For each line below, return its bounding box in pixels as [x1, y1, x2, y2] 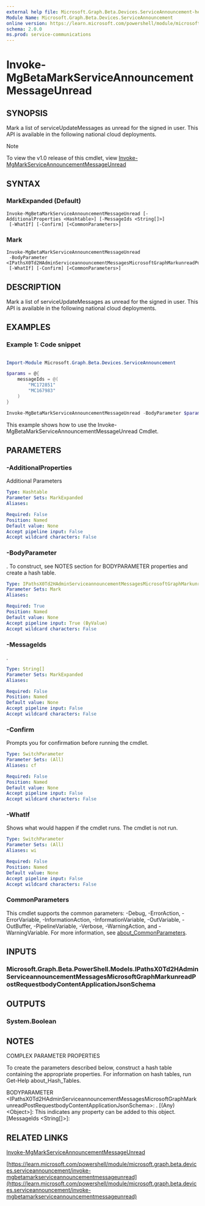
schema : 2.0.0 [6, 26, 43, 32]
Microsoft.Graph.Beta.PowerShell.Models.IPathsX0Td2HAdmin [6, 965, 199, 974]
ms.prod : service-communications [6, 32, 92, 38]
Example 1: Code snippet [6, 340, 81, 349]
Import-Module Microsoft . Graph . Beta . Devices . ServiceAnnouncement [6, 359, 176, 366]
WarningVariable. [6, 928, 50, 936]
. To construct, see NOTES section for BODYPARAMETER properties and [6, 562, 188, 570]
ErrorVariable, [6, 916, 41, 923]
